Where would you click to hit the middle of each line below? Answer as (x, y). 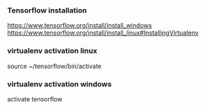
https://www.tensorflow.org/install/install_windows (80, 26)
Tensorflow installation (47, 10)
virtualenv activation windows (60, 84)
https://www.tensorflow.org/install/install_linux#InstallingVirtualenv (103, 33)
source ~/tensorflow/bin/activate (55, 66)
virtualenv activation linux (52, 51)
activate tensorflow (35, 99)
